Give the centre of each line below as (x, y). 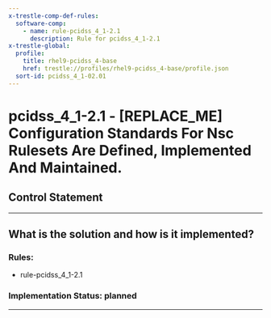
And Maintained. (65, 167)
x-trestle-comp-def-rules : (54, 16)
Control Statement (56, 198)
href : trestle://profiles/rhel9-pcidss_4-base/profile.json (126, 69)
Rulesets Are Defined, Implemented (130, 150)
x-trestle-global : (39, 46)
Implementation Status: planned (73, 296)
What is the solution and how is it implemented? (131, 234)
